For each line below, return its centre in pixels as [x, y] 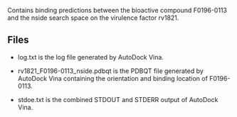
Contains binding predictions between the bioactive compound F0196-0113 [117, 10]
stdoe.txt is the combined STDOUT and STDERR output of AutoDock [118, 99]
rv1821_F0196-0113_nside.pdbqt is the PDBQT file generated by [111, 71]
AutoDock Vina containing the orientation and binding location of [113, 78]
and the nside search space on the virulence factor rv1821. [93, 18]
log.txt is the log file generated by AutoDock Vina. [90, 57]
